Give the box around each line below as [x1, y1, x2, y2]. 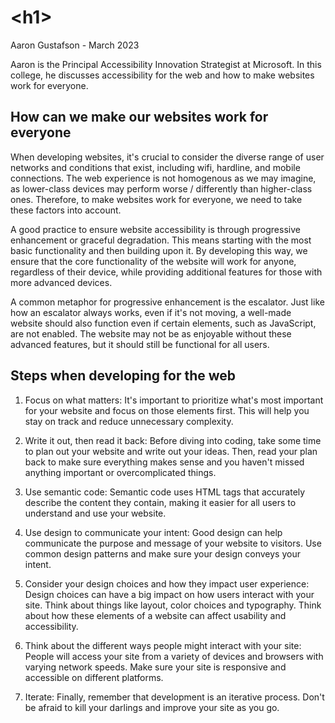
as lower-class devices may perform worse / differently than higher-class [10, 182, 313, 195]
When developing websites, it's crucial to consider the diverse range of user [10, 151, 325, 163]
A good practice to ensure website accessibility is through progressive [10, 223, 301, 235]
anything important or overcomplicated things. [24, 466, 217, 478]
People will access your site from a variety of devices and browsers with [24, 650, 324, 662]
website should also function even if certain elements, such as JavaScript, [10, 317, 317, 329]
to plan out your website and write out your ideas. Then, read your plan [24, 445, 318, 457]
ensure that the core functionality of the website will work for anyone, [10, 255, 297, 267]
